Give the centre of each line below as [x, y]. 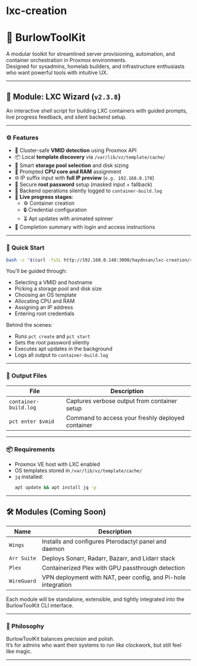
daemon [53, 549]
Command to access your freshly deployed [125, 418]
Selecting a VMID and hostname [53, 282]
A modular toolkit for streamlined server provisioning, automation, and [91, 54]
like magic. [19, 651]
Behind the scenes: [29, 325]
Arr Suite [23, 558]
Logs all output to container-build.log [61, 355]
